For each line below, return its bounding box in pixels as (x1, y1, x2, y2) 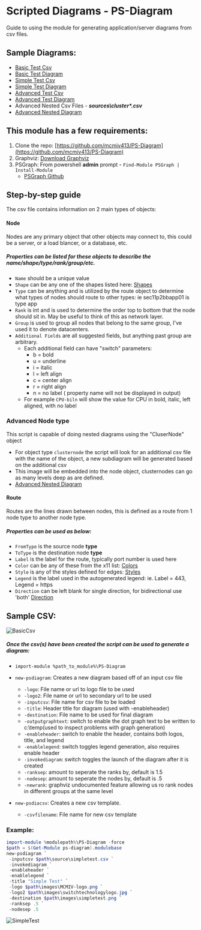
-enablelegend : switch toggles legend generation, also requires (23, 743, 180, 750)
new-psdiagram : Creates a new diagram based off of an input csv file (14, 674, 183, 681)
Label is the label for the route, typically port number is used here (14, 556, 177, 563)
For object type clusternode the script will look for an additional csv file (14, 448, 191, 455)
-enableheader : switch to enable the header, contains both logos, (23, 730, 184, 737)
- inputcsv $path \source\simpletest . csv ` (8, 856, 114, 862)
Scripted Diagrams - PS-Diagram (6, 4, 173, 18)
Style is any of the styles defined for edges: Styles (14, 568, 141, 575)
